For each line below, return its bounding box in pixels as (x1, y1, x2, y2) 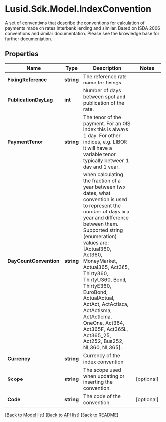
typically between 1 (83, 157, 129, 164)
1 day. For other (83, 132, 121, 139)
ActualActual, (83, 295, 115, 301)
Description (93, 64, 122, 71)
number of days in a (83, 208, 130, 215)
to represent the (83, 202, 121, 209)
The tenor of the (83, 114, 121, 121)
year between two (83, 183, 125, 190)
